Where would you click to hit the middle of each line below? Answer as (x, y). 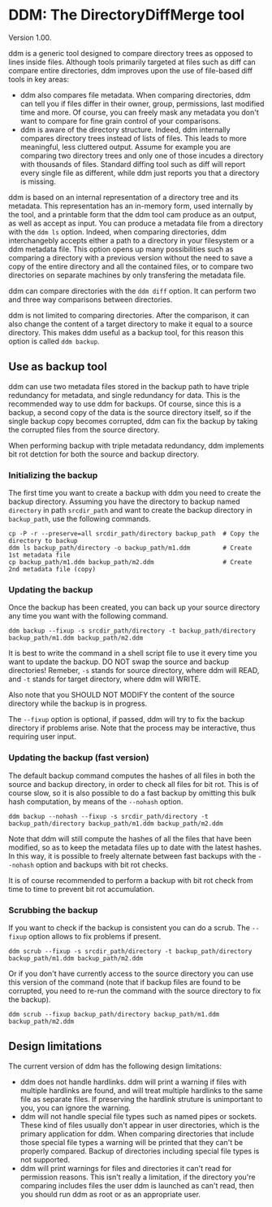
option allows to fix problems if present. (95, 936)
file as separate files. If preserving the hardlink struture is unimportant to (141, 1099)
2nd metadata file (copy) (52, 570)
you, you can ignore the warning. (76, 1108)
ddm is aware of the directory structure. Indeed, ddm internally (125, 129)
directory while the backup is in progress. (78, 704)
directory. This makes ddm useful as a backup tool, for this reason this (126, 332)
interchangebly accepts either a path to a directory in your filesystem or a (131, 240)
